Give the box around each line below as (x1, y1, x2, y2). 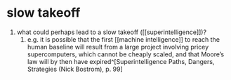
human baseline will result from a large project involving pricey (27, 42, 209, 51)
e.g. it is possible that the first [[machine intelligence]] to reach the (27, 35, 220, 43)
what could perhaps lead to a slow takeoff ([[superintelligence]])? (16, 28, 207, 36)
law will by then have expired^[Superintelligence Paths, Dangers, (27, 57, 215, 65)
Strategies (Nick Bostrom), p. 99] (27, 65, 124, 73)
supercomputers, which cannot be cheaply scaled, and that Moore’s (27, 50, 225, 58)
